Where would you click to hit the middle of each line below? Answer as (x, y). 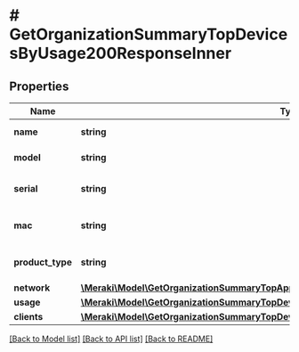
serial (26, 188)
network (32, 288)
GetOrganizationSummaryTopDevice (149, 34)
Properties (39, 86)
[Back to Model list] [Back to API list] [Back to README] (111, 339)
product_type (43, 262)
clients (28, 317)
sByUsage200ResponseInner (121, 53)
